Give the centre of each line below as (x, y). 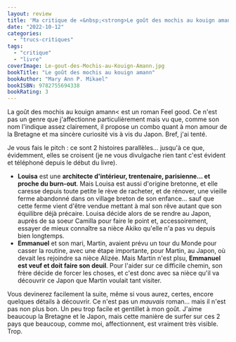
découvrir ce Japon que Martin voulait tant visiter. (90, 280)
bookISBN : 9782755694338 (44, 85)
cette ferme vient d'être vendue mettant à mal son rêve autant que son (120, 206)
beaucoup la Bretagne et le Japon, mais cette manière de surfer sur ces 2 (114, 317)
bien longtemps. (41, 236)
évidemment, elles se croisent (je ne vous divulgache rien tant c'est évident (117, 156)
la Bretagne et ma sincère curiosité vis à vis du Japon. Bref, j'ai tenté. (107, 135)
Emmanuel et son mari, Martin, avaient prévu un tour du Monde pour (117, 243)
